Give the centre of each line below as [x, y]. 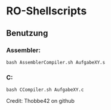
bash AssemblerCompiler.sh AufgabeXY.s [56, 62]
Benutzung [27, 33]
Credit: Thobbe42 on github [40, 101]
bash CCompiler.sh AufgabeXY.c [45, 90]
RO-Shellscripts [47, 11]
